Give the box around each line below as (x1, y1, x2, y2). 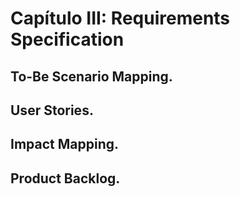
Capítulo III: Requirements (10, 7, 231, 30)
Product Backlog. (10, 170, 121, 187)
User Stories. (10, 102, 94, 119)
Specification (10, 28, 125, 51)
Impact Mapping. (10, 136, 119, 153)
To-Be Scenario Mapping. (10, 68, 173, 85)
